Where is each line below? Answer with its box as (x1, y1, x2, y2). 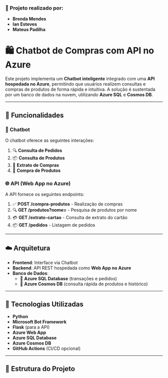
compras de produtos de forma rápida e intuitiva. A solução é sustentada (5, 86, 156, 92)
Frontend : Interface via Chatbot (12, 260, 78, 266)
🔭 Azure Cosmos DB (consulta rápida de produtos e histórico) (19, 281, 148, 287)
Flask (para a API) (12, 324, 50, 330)
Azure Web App (12, 329, 46, 335)
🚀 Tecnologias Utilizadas (5, 300, 83, 309)
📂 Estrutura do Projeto (5, 364, 75, 373)
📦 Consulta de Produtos (12, 155, 65, 161)
